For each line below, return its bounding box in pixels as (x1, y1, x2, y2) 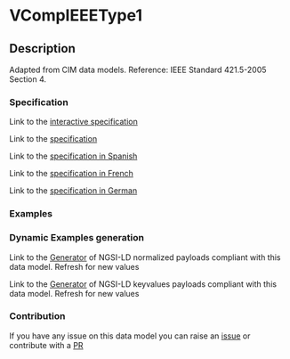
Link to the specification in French (9, 168, 133, 179)
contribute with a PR (9, 339, 84, 350)
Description (9, 41, 76, 56)
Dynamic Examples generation (9, 232, 145, 244)
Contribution (9, 310, 66, 322)
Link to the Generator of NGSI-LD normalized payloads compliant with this (9, 251, 281, 263)
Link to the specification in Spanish (9, 151, 138, 161)
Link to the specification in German (9, 185, 138, 196)
